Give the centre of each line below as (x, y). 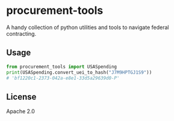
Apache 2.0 (20, 111)
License (21, 96)
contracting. (21, 33)
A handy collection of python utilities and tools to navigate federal (88, 27)
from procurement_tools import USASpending (62, 67)
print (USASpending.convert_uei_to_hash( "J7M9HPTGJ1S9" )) (79, 72)
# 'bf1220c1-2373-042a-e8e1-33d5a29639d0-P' (63, 78)
